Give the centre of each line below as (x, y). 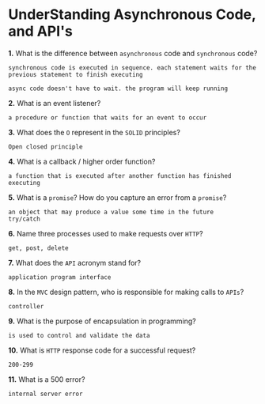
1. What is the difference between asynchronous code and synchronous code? (133, 53)
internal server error (45, 394)
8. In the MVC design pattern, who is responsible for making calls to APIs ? (126, 292)
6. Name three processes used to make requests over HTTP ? (106, 233)
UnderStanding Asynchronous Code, (132, 15)
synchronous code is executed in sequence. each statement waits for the (132, 68)
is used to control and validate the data (79, 335)
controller (26, 306)
